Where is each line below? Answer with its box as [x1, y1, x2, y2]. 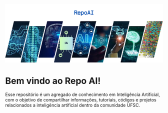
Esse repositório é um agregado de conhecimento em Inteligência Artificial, [5, 91, 160, 97]
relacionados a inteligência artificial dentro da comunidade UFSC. [5, 102, 140, 108]
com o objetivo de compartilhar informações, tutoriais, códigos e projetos [5, 97, 156, 103]
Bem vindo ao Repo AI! [5, 75, 101, 86]
